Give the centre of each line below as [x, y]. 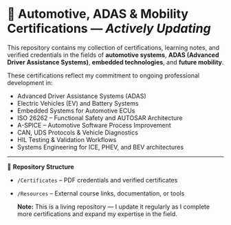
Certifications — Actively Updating [109, 28]
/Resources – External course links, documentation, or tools [101, 193]
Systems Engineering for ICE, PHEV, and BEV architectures [100, 147]
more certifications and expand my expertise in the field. [97, 214]
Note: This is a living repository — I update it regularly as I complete [113, 206]
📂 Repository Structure [41, 167]
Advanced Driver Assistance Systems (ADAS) [81, 96]
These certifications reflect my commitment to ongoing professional [103, 75]
